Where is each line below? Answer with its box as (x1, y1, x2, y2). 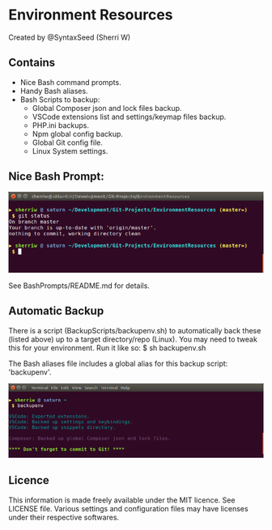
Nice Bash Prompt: (8, 170, 105, 184)
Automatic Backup (8, 304, 104, 318)
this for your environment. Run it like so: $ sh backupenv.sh (8, 342, 206, 353)
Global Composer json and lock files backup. (32, 103, 182, 112)
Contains (8, 56, 55, 70)
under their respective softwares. (8, 512, 120, 522)
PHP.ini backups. (32, 120, 89, 130)
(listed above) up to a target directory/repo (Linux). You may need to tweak (8, 334, 257, 344)
